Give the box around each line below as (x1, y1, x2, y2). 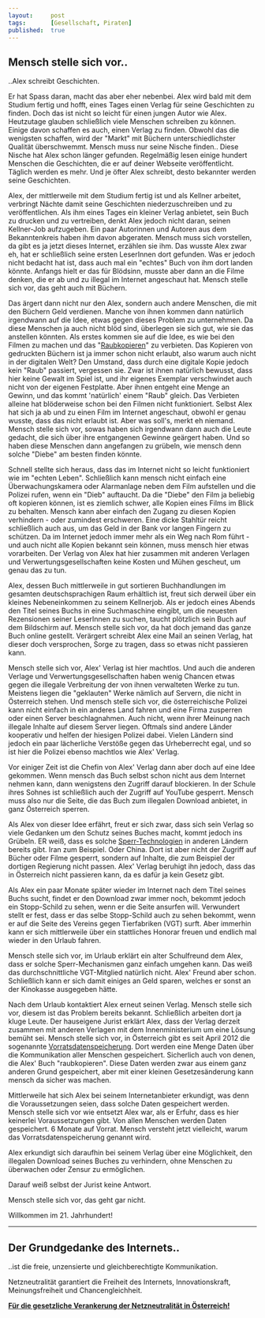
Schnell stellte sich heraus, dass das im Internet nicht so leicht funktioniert (8, 465, 250, 475)
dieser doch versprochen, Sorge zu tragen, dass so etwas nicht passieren (8, 640, 248, 649)
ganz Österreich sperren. (8, 805, 90, 814)
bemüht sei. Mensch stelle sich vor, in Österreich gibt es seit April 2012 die (8, 1034, 251, 1043)
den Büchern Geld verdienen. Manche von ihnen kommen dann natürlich (8, 307, 244, 317)
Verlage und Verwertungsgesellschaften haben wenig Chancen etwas (8, 672, 235, 682)
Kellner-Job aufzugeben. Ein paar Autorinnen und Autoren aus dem (8, 224, 227, 234)
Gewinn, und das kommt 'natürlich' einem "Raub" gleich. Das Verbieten (8, 391, 240, 400)
